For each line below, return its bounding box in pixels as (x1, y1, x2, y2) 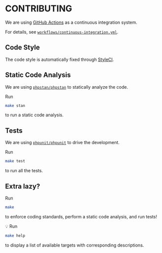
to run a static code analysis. (5, 112, 64, 118)
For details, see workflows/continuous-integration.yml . (5, 29, 119, 35)
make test (5, 159, 26, 164)
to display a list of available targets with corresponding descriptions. (5, 242, 144, 248)
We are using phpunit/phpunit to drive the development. (5, 140, 120, 146)
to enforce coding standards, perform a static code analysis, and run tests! (5, 213, 157, 219)
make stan (5, 103, 26, 108)
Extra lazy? (5, 182, 40, 191)
